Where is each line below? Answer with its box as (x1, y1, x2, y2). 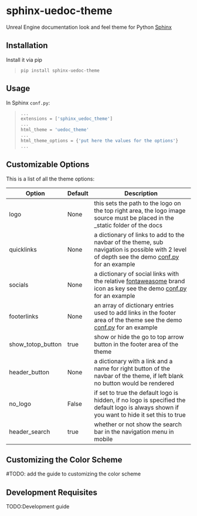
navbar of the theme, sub (94, 238, 164, 246)
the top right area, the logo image (94, 206, 186, 215)
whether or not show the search (94, 420, 182, 428)
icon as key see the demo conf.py (94, 284, 187, 292)
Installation (6, 41, 48, 51)
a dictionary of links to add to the (94, 230, 185, 239)
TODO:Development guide (6, 503, 70, 510)
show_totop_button (9, 340, 62, 348)
